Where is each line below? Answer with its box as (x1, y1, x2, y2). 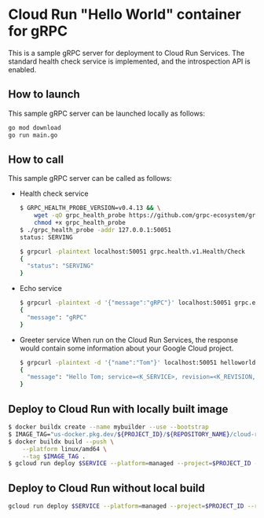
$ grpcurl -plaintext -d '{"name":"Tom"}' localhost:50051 (19, 358, 218, 366)
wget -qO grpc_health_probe (34, 211, 126, 219)
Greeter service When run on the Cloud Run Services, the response (19, 335, 238, 344)
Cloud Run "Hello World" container (8, 6, 241, 24)
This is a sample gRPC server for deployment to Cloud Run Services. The (8, 48, 245, 57)
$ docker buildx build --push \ (8, 438, 114, 446)
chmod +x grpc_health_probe (34, 219, 126, 227)
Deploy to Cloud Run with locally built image (8, 402, 229, 416)
